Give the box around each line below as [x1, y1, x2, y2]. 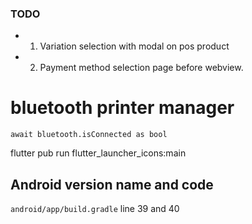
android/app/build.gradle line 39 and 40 [10, 203, 180, 215]
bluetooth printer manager [10, 97, 235, 119]
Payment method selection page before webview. [39, 62, 244, 74]
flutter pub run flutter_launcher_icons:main [10, 147, 187, 159]
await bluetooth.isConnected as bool [10, 130, 168, 140]
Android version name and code [10, 176, 214, 193]
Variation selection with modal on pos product [39, 40, 230, 52]
